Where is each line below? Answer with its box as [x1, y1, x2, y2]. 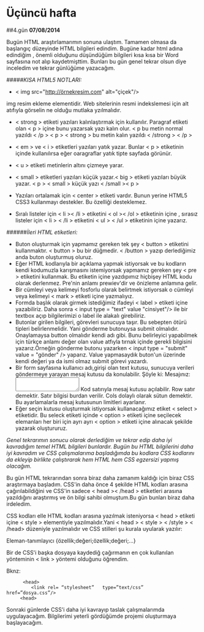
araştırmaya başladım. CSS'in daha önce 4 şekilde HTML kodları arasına [6, 481, 188, 488]
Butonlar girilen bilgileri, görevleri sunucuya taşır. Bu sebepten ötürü [15, 318, 187, 326]
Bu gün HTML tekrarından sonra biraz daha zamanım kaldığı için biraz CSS [6, 474, 195, 481]
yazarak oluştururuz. [15, 424, 67, 432]
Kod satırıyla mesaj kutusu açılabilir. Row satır [80, 385, 195, 393]
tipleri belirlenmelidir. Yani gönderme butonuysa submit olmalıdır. [15, 325, 179, 332]
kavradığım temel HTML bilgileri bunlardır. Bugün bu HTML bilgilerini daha [6, 443, 194, 450]
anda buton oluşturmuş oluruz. [15, 253, 93, 260]
